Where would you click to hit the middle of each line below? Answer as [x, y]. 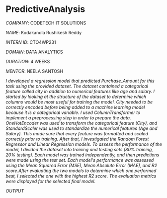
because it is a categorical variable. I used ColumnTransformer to [73, 112]
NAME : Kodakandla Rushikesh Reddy [44, 32]
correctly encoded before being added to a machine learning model [75, 107]
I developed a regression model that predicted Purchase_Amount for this [80, 81]
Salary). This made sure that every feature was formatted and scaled [77, 133]
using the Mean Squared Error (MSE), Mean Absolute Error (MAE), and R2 [82, 165]
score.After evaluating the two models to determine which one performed [81, 171]
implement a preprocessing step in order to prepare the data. [68, 117]
